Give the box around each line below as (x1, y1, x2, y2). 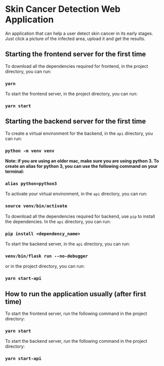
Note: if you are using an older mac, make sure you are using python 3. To (5, 158, 159, 164)
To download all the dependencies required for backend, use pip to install (5, 213, 155, 219)
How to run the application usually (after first (5, 290, 147, 298)
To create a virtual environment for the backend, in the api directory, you (5, 130, 153, 136)
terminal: (5, 168, 25, 174)
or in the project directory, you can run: (5, 263, 85, 269)
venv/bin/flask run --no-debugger (5, 253, 88, 259)
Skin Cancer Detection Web (5, 3, 121, 15)
